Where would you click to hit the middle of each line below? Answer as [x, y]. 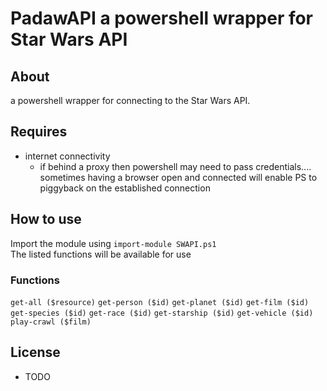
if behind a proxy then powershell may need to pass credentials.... [175, 166]
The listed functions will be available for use [101, 254]
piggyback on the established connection [125, 188]
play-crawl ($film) [51, 322]
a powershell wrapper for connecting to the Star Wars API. [130, 100]
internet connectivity [67, 156]
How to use [46, 219]
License [35, 352]
